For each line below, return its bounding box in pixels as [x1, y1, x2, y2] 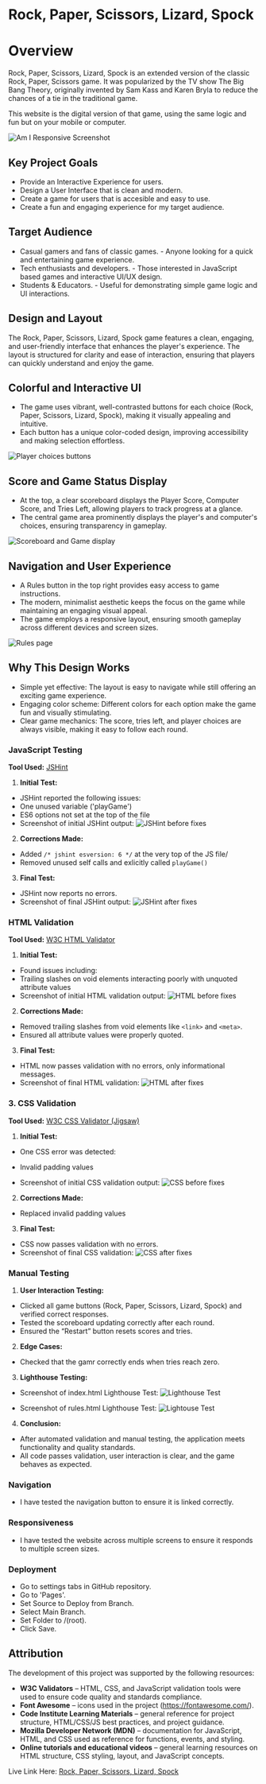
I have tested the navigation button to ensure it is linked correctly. [19, 1497, 234, 1507]
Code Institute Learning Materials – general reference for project [19, 1708, 235, 1718]
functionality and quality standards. [19, 1443, 136, 1452]
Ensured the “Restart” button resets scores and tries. [19, 1326, 193, 1336]
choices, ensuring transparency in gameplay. [19, 521, 168, 530]
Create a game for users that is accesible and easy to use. [19, 193, 210, 204]
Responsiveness [8, 1517, 74, 1528]
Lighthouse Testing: [19, 1373, 88, 1382]
